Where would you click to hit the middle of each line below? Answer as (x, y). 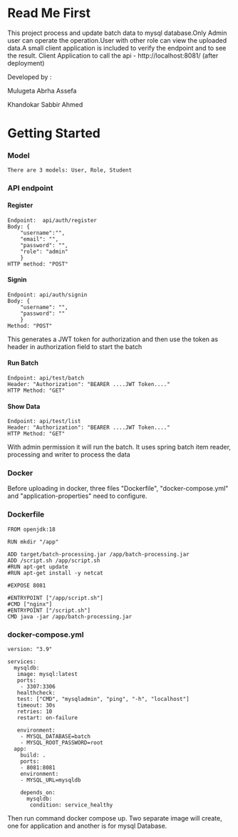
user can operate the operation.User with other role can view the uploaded (117, 40)
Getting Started (54, 134)
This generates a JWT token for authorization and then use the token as (113, 339)
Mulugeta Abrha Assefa (42, 90)
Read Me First (49, 13)
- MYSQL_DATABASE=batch (56, 737)
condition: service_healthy (71, 805)
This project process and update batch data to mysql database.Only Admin (117, 33)
